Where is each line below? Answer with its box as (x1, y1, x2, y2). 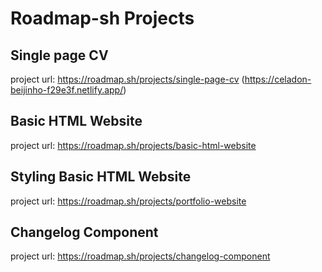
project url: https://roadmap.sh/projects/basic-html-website (10, 139, 257, 151)
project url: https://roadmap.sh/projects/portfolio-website (10, 195, 247, 207)
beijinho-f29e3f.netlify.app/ (10, 84, 124, 96)
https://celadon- (244, 73, 312, 85)
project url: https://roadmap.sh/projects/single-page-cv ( (10, 73, 245, 85)
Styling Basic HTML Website (10, 168, 192, 186)
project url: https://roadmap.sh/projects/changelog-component (10, 250, 271, 262)
